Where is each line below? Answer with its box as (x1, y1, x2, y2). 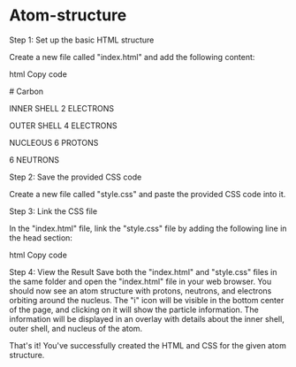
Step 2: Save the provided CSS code (9, 172, 142, 182)
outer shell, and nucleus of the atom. (9, 323, 143, 333)
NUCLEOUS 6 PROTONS (9, 137, 99, 148)
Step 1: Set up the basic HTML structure (9, 34, 155, 45)
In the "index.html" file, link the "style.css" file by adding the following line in (9, 223, 287, 233)
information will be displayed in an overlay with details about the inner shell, (9, 313, 285, 324)
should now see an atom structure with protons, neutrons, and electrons (9, 285, 272, 296)
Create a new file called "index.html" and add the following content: (9, 51, 255, 62)
